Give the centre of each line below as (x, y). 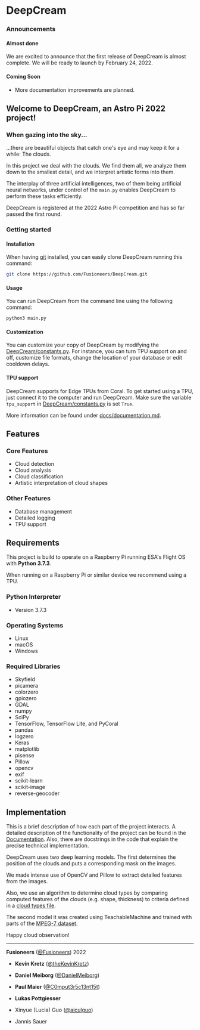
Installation (20, 244)
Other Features (28, 499)
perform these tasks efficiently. (45, 196)
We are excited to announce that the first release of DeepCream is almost (96, 57)
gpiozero (26, 698)
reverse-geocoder (37, 793)
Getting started (29, 230)
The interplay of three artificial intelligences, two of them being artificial (94, 184)
